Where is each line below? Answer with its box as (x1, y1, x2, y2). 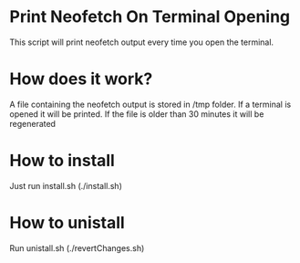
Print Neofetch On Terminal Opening (9, 6, 291, 27)
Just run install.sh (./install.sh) (9, 180, 123, 191)
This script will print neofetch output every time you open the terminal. (9, 37, 274, 47)
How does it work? (9, 68, 153, 89)
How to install (9, 151, 116, 171)
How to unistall (9, 213, 125, 233)
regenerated (9, 118, 57, 129)
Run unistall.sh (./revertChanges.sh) (9, 242, 145, 253)
